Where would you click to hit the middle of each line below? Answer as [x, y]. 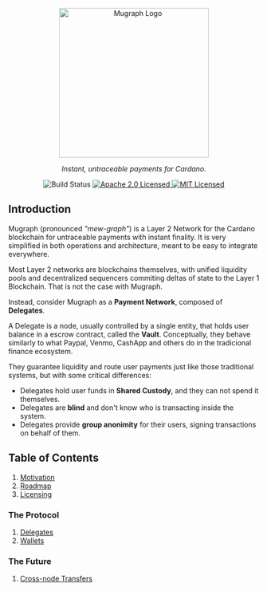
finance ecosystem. [41, 351]
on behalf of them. [50, 433]
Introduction [40, 209]
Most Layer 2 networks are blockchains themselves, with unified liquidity [128, 269]
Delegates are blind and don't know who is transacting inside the [126, 408]
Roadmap [35, 486]
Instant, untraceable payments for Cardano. [134, 169]
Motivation [37, 477]
